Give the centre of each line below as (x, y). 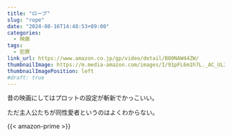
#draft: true (26, 77)
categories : (24, 33)
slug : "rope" (26, 20)
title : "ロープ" (29, 13)
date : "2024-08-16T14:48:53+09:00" (58, 26)
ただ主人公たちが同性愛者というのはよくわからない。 (83, 113)
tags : (15, 45)
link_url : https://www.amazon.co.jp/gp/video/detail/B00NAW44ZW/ (103, 59)
